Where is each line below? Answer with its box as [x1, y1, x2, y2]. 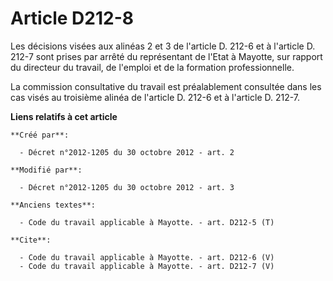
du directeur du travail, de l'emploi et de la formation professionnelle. [10, 61, 295, 73]
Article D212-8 [10, 7, 134, 30]
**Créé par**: [10, 130, 70, 140]
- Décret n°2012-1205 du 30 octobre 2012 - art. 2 [19, 147, 235, 157]
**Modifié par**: [10, 165, 83, 175]
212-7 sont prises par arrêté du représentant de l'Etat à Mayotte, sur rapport [10, 50, 323, 62]
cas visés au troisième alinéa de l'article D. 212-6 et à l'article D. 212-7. [10, 91, 301, 103]
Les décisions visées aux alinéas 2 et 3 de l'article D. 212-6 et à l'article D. [10, 40, 316, 52]
